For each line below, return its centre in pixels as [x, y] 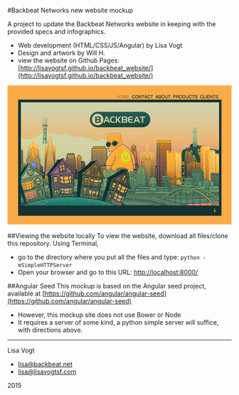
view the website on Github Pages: [68, 60]
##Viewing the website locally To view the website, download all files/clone [118, 236]
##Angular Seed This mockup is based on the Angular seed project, [107, 286]
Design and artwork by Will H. [61, 53]
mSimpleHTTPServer [45, 266]
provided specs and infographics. [57, 32]
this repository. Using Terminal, [53, 244]
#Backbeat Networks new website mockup [70, 10]
